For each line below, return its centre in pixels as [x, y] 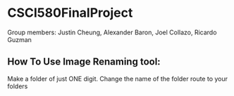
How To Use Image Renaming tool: [84, 62]
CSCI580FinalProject [70, 13]
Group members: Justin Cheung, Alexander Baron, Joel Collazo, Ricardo [112, 32]
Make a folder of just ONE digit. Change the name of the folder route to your [117, 78]
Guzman [19, 39]
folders [18, 86]
